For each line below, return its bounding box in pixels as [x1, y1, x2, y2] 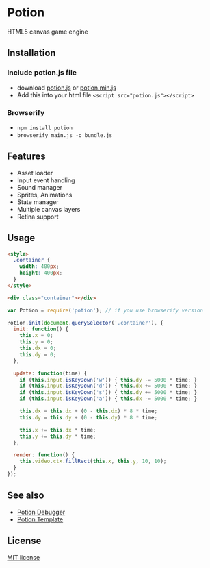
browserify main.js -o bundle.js [16, 132, 113, 138]
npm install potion [16, 125, 73, 132]
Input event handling [16, 176, 75, 184]
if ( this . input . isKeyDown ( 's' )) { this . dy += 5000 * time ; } [19, 389, 198, 396]
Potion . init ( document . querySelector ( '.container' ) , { [7, 319, 164, 326]
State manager [16, 197, 60, 206]
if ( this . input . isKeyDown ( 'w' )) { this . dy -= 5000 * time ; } [19, 376, 198, 383]
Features [7, 151, 46, 162]
